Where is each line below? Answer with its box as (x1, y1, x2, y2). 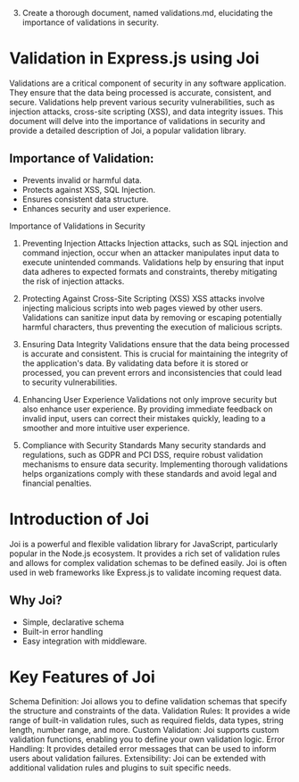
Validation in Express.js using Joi (9, 48, 260, 69)
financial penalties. (21, 478, 92, 488)
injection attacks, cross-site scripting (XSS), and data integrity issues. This (9, 106, 284, 117)
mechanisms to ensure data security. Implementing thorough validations (21, 459, 288, 470)
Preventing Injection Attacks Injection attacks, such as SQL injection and (21, 237, 288, 248)
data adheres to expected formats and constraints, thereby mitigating (21, 266, 278, 277)
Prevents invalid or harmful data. (21, 174, 143, 186)
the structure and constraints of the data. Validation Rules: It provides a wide (9, 705, 291, 717)
